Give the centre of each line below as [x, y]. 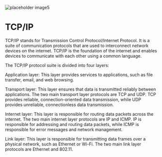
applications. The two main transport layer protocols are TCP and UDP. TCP [81, 94]
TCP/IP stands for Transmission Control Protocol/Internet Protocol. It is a [77, 40]
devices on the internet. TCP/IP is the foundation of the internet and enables [81, 50]
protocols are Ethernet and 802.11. [39, 149]
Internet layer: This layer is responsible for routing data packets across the [79, 114]
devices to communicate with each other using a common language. [73, 56]
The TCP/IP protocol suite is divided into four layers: [57, 65]
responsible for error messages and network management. [64, 129]
